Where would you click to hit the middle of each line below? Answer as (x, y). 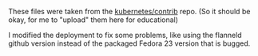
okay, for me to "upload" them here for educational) (93, 20)
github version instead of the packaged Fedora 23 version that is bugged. (129, 43)
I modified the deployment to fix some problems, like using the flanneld (125, 35)
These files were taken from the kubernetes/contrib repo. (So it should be (129, 11)
